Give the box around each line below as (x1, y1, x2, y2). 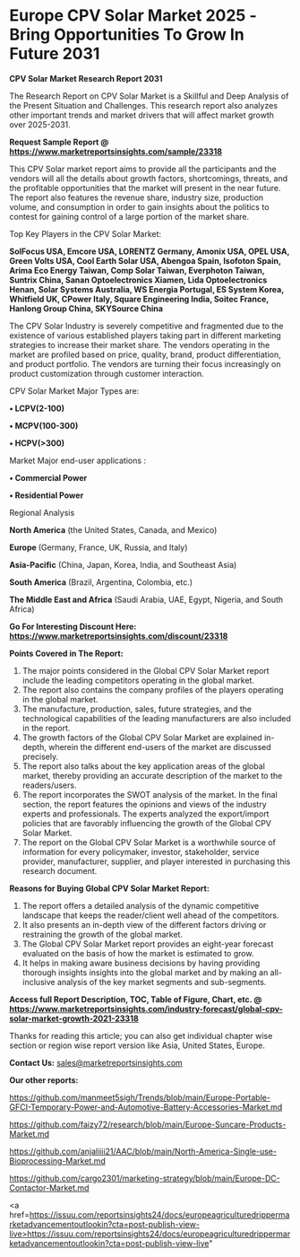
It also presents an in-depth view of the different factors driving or (21, 919, 267, 930)
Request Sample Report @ (9, 136, 109, 147)
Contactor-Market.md (9, 1182, 90, 1193)
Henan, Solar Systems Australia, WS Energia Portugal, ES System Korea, (9, 284, 285, 294)
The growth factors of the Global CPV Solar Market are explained (21, 732, 262, 743)
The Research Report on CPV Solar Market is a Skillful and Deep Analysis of (9, 91, 289, 101)
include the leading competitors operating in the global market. (21, 675, 255, 685)
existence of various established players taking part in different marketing (9, 329, 281, 341)
